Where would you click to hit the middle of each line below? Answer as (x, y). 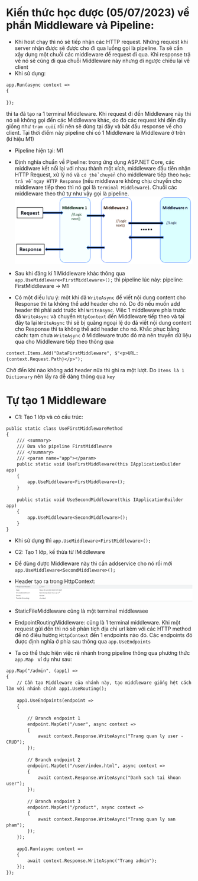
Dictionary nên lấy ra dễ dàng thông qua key (61, 376)
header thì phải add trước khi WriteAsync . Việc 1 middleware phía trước (100, 310)
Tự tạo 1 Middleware (56, 400)
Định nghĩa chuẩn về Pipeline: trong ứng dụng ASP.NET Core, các (95, 162)
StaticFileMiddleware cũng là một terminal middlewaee (81, 611)
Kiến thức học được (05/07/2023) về (98, 13)
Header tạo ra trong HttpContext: (55, 581)
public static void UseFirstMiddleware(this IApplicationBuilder (99, 464)
